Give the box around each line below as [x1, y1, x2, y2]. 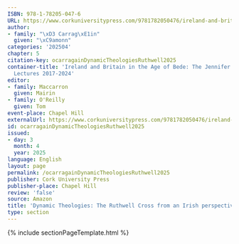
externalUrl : [7, 116, 46, 123]
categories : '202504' [7, 43, 72, 51]
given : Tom [14, 103, 46, 110]
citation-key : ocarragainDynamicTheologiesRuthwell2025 [7, 57, 176, 64]
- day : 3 [7, 136, 33, 143]
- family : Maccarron [7, 83, 69, 90]
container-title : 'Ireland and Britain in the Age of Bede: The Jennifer [7, 63, 231, 70]
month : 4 [14, 143, 40, 150]
